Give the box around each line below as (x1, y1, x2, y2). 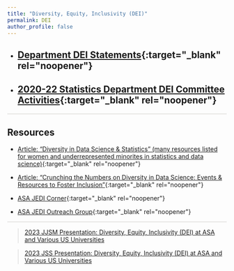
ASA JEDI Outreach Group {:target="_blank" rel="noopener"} (17, 208, 192, 216)
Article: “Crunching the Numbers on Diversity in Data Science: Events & (17, 173, 223, 182)
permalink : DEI (7, 17, 52, 24)
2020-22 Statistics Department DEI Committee (17, 84, 225, 95)
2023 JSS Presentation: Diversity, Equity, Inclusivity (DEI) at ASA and (24, 249, 223, 258)
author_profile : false (7, 23, 73, 30)
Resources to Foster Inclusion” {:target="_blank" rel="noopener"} (17, 180, 204, 189)
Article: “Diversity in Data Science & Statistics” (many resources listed (17, 145, 218, 153)
